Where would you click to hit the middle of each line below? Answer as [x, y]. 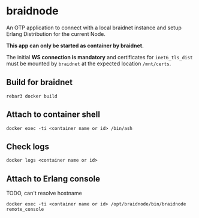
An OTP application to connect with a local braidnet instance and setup [94, 28]
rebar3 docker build [32, 96]
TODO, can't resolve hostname [44, 193]
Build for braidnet [40, 82]
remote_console [25, 210]
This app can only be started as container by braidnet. [75, 46]
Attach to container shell [53, 115]
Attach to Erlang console [53, 179]
